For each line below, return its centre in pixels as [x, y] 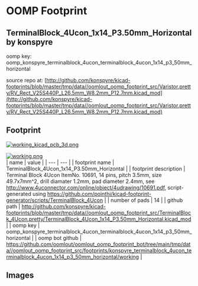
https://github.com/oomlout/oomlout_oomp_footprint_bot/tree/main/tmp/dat [98, 244]
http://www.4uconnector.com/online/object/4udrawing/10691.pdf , [86, 187]
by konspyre [30, 42]
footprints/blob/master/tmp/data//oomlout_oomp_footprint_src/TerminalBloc [99, 213]
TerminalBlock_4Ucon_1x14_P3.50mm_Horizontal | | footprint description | [96, 168]
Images [20, 276]
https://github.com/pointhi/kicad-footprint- [99, 194]
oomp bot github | [60, 237]
